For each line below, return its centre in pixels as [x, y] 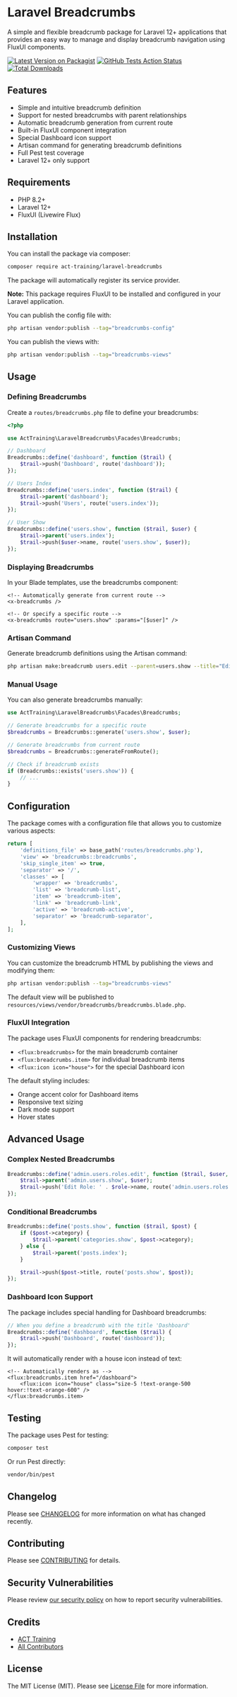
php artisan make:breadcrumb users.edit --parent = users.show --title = [113, 666]
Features [27, 90]
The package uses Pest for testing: [58, 1435]
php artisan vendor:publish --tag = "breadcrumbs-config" [91, 328]
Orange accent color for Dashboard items [78, 1094]
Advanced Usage [46, 1139]
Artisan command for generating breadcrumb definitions [99, 145]
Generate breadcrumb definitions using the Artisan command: [97, 653]
